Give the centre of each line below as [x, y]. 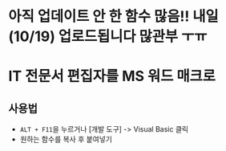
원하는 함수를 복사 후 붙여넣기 [66, 139]
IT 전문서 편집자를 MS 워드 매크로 [112, 76]
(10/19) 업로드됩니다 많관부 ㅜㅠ [108, 37]
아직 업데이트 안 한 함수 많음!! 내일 [113, 16]
